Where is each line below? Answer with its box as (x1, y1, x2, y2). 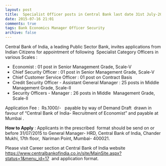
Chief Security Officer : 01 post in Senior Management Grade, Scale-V (12, 69, 155, 75)
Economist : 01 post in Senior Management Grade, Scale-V (12, 64, 132, 70)
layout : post (5, 7, 32, 12)
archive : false (5, 30, 37, 35)
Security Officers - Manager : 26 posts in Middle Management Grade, (12, 90, 155, 96)
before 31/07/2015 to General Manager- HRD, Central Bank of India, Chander (5, 130, 161, 136)
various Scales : (5, 54, 38, 60)
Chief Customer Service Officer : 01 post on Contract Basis (12, 75, 132, 80)
